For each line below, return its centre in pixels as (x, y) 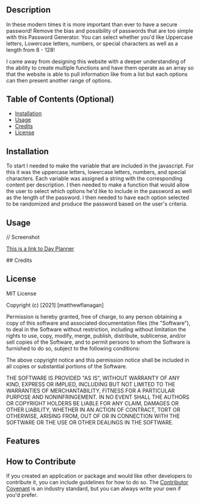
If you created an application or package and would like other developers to (99, 476)
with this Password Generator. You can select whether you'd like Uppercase (99, 37)
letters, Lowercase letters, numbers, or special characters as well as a (92, 43)
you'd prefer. (22, 495)
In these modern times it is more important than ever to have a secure (92, 24)
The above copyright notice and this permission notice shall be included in (98, 360)
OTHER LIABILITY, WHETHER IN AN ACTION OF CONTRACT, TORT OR (93, 410)
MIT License (21, 293)
